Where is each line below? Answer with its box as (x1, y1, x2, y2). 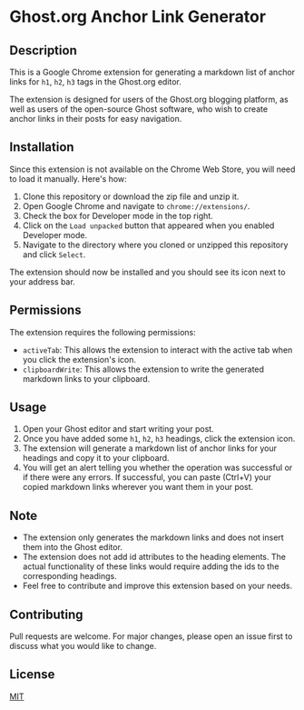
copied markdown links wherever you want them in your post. (22, 482, 254, 493)
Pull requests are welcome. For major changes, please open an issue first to (9, 631, 293, 642)
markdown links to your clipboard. (22, 373, 151, 384)
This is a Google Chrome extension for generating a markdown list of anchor (9, 66, 296, 77)
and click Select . (22, 248, 86, 260)
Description (9, 43, 77, 58)
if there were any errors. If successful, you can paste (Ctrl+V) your (22, 472, 272, 483)
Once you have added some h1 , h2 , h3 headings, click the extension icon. (22, 434, 296, 445)
